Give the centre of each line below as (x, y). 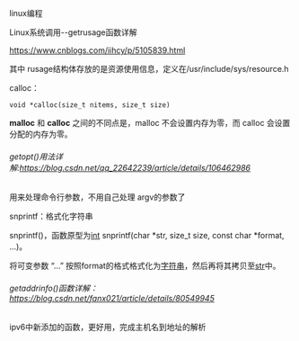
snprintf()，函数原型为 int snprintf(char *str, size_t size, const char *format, (147, 236)
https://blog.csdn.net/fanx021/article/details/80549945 (112, 298)
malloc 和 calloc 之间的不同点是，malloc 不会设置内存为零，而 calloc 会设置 (150, 123)
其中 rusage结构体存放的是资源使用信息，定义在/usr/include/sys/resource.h (149, 69)
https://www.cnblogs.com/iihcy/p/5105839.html (97, 50)
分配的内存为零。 (41, 134)
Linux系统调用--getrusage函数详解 (73, 32)
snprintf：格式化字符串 (51, 216)
